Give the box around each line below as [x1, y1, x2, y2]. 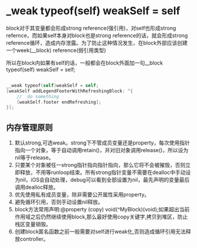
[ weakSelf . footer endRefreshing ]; [17, 99, 101, 105]
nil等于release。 [14, 154, 54, 161]
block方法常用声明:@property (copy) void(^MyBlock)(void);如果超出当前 [14, 206, 190, 213]
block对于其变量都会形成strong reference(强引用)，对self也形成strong [6, 24, 176, 31]
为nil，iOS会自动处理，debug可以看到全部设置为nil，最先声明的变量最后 [14, 176, 190, 183]
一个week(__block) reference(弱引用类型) [6, 46, 106, 54]
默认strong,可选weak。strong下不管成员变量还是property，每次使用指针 [14, 139, 191, 146]
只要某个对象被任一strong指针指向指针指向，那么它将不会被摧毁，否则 [14, 162, 186, 169]
